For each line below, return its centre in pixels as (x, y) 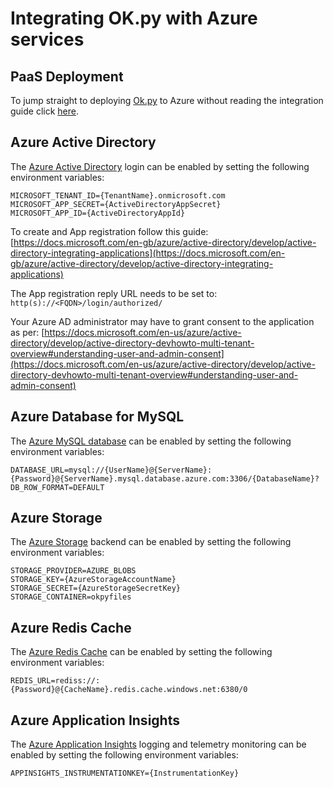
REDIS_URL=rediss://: (55, 681)
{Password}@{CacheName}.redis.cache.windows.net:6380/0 (129, 690)
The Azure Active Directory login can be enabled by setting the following (160, 166)
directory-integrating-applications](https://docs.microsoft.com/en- (148, 253)
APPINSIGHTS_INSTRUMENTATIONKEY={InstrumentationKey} (125, 773)
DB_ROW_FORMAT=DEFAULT (57, 487)
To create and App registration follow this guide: (109, 231)
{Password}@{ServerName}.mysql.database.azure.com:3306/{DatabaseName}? (165, 478)
